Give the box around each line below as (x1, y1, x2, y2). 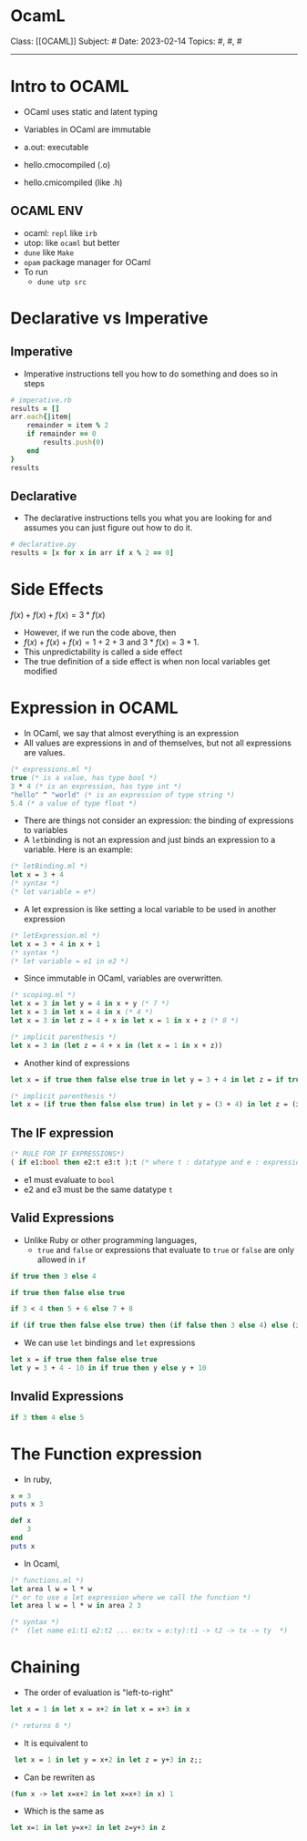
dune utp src (36, 277, 87, 287)
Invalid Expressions (10, 1389, 124, 1404)
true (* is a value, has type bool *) (10, 773, 158, 782)
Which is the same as (23, 1805, 105, 1816)
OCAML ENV (10, 203, 84, 219)
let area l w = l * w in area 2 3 (10, 1601, 142, 1610)
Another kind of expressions (23, 1057, 130, 1068)
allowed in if (36, 1254, 87, 1265)
